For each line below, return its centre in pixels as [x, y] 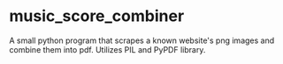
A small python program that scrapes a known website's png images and [142, 40]
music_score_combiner [97, 16]
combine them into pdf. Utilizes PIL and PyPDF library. [107, 49]
